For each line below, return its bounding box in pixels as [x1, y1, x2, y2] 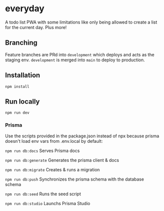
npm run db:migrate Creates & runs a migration [5, 166, 100, 172]
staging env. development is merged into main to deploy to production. [5, 57, 145, 63]
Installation [5, 71, 40, 79]
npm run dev [5, 110, 29, 115]
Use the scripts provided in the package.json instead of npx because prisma [5, 133, 160, 139]
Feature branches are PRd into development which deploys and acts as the [5, 52, 155, 57]
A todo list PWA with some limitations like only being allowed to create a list [5, 19, 158, 25]
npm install [5, 84, 29, 89]
